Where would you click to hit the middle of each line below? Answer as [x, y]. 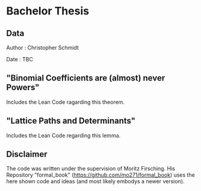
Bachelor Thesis [48, 11]
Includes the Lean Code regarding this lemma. [63, 135]
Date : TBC [20, 59]
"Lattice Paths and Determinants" [71, 121]
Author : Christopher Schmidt [43, 47]
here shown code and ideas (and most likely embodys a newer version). [95, 181]
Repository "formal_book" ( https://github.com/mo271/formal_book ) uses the [101, 175]
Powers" [23, 87]
